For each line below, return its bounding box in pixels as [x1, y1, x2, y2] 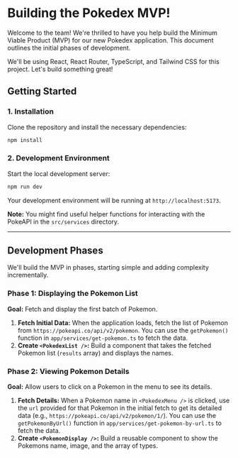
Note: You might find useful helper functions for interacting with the [7, 209, 205, 218]
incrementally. [7, 271, 49, 280]
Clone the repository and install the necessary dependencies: [7, 123, 187, 131]
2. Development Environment [7, 153, 110, 163]
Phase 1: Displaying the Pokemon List [7, 289, 138, 299]
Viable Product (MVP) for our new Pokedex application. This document [7, 35, 214, 44]
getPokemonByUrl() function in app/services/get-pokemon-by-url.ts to [17, 419, 222, 427]
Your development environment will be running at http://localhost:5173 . [7, 196, 221, 204]
